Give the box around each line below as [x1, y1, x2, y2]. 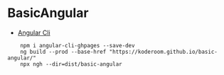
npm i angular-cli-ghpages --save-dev [20, 42, 135, 49]
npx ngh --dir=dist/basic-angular [20, 60, 122, 68]
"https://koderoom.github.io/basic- [109, 48, 218, 55]
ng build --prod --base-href [20, 48, 107, 55]
